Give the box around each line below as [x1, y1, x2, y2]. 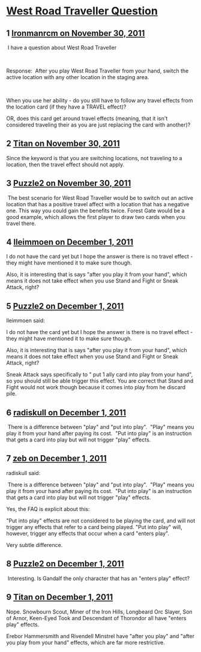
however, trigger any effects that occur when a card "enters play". [6, 530, 170, 537]
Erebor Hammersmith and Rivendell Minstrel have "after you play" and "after [6, 632, 195, 639]
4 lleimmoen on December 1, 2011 [6, 237, 134, 247]
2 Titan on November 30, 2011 [6, 139, 120, 149]
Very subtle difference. [6, 541, 63, 548]
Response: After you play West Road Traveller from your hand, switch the [6, 67, 189, 74]
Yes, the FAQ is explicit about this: [6, 505, 90, 512]
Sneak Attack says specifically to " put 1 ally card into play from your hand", [6, 371, 193, 378]
